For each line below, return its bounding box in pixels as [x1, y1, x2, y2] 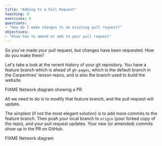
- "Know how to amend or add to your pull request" [5, 34, 111, 39]
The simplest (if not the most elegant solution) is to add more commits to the [5, 110, 158, 116]
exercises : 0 [5, 16, 31, 21]
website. [5, 77, 22, 83]
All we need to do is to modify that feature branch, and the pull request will [5, 96, 154, 102]
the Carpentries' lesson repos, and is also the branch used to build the [5, 72, 145, 78]
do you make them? [5, 52, 44, 58]
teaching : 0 [5, 12, 29, 16]
